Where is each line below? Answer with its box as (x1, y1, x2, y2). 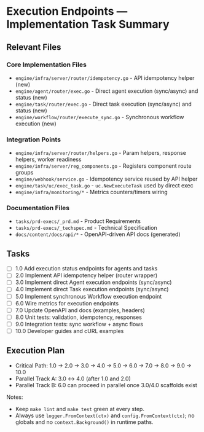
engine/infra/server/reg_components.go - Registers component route (15, 162, 192, 170)
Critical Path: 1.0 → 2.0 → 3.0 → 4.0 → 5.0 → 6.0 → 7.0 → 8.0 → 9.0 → (15, 361, 192, 369)
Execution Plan (6, 345, 65, 356)
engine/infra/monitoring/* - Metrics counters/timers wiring (15, 189, 168, 196)
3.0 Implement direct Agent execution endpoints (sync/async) (15, 278, 172, 286)
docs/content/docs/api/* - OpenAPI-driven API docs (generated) (15, 230, 181, 238)
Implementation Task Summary (6, 17, 170, 31)
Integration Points (6, 135, 61, 144)
